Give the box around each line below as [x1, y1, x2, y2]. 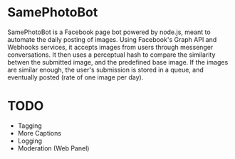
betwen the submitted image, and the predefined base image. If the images [7, 57, 229, 66]
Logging [17, 136, 43, 145]
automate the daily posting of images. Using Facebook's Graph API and [7, 35, 217, 43]
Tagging [17, 121, 43, 130]
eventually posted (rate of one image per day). [7, 72, 144, 82]
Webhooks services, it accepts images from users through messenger [7, 43, 214, 51]
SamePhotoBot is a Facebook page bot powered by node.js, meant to [7, 28, 211, 36]
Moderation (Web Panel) [17, 143, 90, 153]
